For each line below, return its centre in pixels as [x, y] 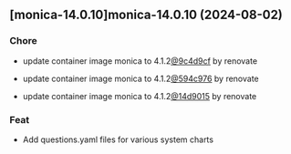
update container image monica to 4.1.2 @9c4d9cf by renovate [140, 61]
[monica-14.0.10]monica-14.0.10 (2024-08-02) [146, 15]
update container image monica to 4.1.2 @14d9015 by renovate [140, 96]
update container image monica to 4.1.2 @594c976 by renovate [140, 78]
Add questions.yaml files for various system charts [118, 139]
